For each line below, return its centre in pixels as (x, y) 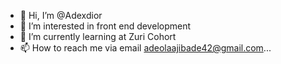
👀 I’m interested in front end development (105, 26)
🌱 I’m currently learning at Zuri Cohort (98, 36)
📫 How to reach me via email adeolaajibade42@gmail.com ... (145, 48)
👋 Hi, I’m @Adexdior (61, 15)
